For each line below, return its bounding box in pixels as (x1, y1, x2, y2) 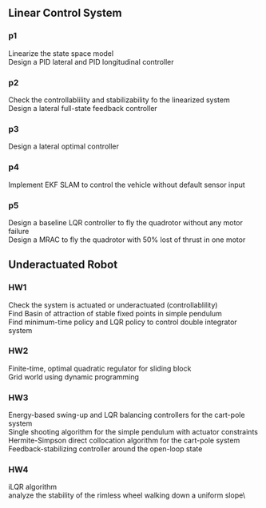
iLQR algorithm (8, 482, 58, 492)
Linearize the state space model (8, 48, 114, 58)
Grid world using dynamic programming (8, 371, 140, 382)
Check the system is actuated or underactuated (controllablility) (8, 300, 218, 310)
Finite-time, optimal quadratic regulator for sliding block (8, 363, 192, 373)
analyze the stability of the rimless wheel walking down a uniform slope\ (8, 490, 246, 500)
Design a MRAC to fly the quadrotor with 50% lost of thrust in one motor (8, 235, 246, 244)
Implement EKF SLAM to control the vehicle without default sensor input (8, 180, 245, 189)
